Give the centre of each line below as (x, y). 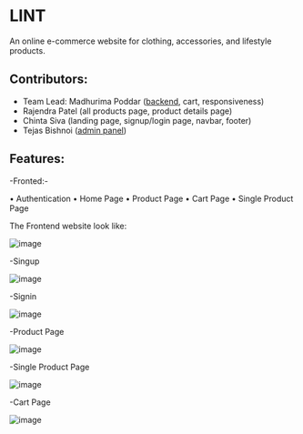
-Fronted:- (29, 181)
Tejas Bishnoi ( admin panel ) (75, 130)
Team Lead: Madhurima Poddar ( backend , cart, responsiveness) (143, 101)
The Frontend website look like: (68, 226)
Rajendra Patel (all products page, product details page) (127, 111)
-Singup (25, 261)
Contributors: (49, 80)
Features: (37, 159)
